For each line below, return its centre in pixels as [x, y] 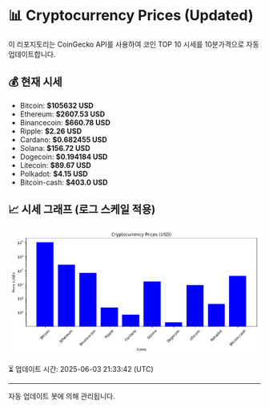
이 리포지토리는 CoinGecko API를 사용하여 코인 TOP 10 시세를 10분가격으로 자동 [134, 44]
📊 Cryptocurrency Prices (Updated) [131, 16]
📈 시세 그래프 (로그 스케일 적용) [82, 210]
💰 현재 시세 [35, 82]
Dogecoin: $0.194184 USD [64, 157]
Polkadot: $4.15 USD [54, 173]
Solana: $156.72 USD [55, 148]
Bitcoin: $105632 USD [56, 105]
